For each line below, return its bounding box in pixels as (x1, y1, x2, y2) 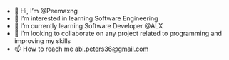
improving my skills (14, 37, 71, 45)
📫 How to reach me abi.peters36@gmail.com (14, 44, 149, 53)
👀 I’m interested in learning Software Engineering (14, 14, 158, 23)
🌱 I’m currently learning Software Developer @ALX (14, 22, 163, 30)
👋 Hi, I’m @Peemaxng (14, 7, 78, 15)
